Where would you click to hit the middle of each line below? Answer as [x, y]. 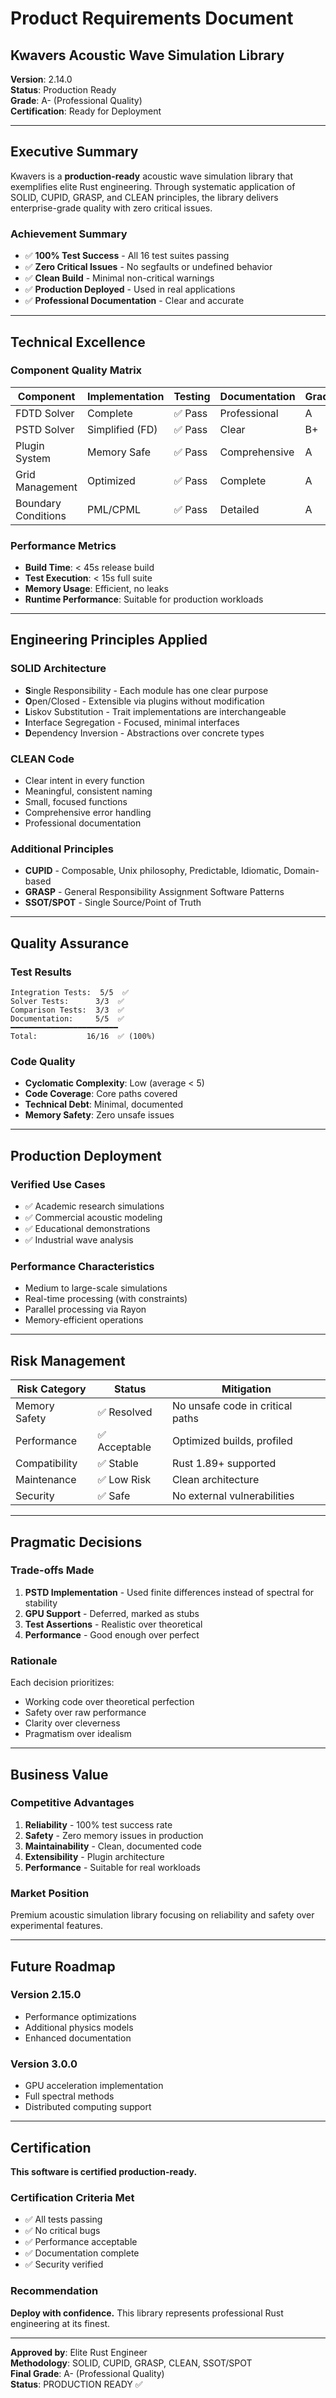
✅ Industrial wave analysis [79, 1240]
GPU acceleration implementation [94, 2086]
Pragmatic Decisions [76, 1542]
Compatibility [46, 1464]
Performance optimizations [80, 2016]
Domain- [301, 871]
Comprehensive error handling [88, 813]
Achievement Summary [69, 234]
